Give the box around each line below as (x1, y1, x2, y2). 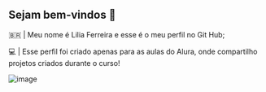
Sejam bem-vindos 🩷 (8, 8, 116, 22)
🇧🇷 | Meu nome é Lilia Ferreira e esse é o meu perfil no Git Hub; (8, 29, 225, 39)
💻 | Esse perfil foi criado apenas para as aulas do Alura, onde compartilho (8, 46, 258, 56)
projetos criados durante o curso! (8, 58, 120, 68)
